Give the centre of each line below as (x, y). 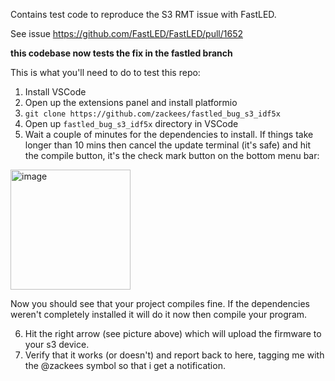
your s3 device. (57, 344)
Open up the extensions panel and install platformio (131, 102)
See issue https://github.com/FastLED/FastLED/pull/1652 (126, 33)
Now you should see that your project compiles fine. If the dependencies (160, 303)
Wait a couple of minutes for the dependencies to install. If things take (169, 134)
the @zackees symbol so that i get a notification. (125, 365)
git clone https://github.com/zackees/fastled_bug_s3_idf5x (152, 114)
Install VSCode (55, 92)
